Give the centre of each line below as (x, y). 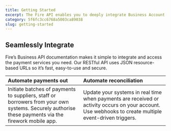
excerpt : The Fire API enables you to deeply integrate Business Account (85, 15)
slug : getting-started (29, 24)
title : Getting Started (31, 10)
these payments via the (36, 115)
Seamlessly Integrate (40, 45)
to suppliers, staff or (32, 96)
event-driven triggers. (110, 118)
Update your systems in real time (122, 92)
